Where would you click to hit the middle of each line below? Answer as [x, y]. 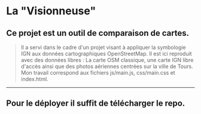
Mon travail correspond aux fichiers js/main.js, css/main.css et [98, 73]
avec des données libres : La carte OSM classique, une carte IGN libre [107, 60]
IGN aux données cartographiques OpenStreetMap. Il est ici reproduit [106, 54]
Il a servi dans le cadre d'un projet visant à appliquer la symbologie [103, 47]
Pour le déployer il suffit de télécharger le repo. [96, 104]
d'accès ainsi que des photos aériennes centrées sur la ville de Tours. [107, 66]
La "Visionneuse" [51, 11]
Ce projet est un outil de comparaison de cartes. [98, 33]
